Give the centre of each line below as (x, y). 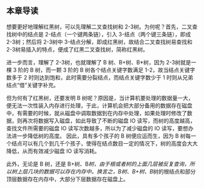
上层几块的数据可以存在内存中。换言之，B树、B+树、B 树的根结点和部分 (106, 171)
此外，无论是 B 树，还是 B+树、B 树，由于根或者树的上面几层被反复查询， (98, 164)
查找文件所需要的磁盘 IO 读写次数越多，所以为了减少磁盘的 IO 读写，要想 (97, 128)
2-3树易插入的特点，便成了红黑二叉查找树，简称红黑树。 (77, 49)
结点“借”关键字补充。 (33, 85)
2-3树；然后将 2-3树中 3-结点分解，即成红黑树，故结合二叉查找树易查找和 (99, 42)
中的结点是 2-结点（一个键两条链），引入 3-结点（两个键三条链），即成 (104, 34)
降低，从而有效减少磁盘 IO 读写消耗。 (53, 151)
